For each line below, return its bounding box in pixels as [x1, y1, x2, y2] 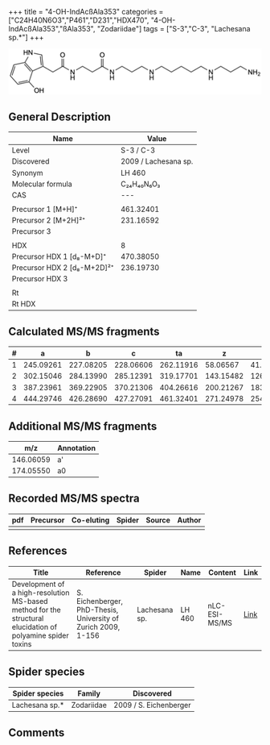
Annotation [57, 443, 96, 452]
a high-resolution [11, 588, 70, 597]
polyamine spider [11, 631, 70, 640]
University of [76, 614, 119, 623]
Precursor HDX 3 [11, 274, 68, 284]
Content [208, 568, 237, 577]
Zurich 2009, [76, 622, 121, 632]
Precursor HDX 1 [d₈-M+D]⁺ [11, 252, 107, 261]
